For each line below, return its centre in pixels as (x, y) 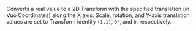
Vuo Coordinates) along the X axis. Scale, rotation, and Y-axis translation (98, 15)
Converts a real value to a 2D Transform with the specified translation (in (98, 9)
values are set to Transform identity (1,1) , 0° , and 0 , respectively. (89, 22)
